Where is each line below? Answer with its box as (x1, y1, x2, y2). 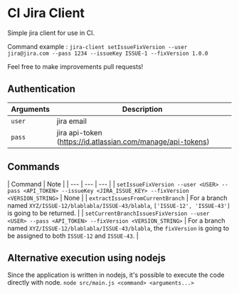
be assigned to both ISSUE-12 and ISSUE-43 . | (7, 231, 139, 240)
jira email (56, 116, 87, 126)
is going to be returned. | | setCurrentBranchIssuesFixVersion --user (7, 209, 210, 217)
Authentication (7, 83, 76, 95)
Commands (7, 161, 60, 173)
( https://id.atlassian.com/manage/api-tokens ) (56, 137, 210, 147)
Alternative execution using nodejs (7, 251, 166, 264)
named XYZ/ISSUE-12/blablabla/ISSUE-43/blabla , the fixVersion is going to (7, 224, 230, 232)
